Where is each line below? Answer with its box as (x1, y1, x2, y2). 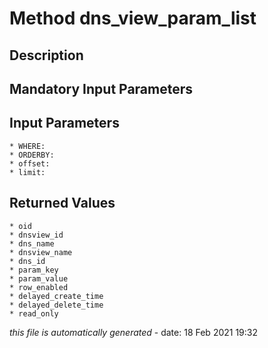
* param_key (9, 265, 59, 275)
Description (9, 47, 84, 64)
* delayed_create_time (9, 291, 104, 301)
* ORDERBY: (9, 150, 55, 160)
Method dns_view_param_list (9, 7, 257, 30)
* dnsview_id (9, 230, 64, 240)
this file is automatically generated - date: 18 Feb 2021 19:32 (9, 326, 259, 338)
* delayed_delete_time (9, 300, 104, 310)
